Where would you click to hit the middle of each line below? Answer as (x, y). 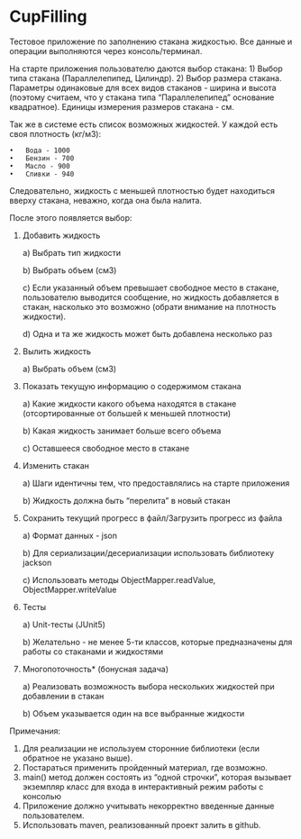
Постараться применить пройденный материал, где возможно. (145, 767)
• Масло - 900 (40, 166)
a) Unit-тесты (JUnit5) (64, 625)
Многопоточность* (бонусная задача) (96, 669)
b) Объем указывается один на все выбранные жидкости (133, 713)
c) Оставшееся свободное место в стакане (106, 448)
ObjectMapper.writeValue (69, 589)
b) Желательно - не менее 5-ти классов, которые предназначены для (157, 642)
